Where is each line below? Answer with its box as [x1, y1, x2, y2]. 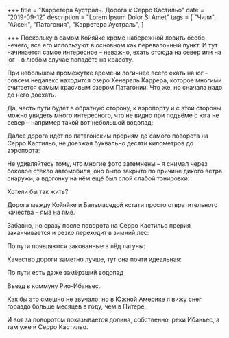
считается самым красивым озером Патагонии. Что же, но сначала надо [7, 84, 223, 91]
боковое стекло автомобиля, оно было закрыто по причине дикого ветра [7, 167, 223, 175]
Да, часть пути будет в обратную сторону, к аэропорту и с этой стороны [7, 104, 221, 112]
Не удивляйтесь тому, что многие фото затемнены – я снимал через [7, 160, 208, 167]
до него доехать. [7, 90, 57, 99]
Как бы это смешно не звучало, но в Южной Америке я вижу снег [7, 295, 202, 303]
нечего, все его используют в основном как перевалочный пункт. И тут [7, 41, 218, 49]
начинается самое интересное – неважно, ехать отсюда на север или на [7, 48, 221, 56]
